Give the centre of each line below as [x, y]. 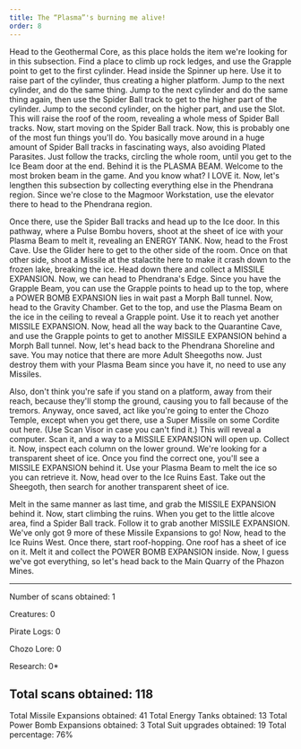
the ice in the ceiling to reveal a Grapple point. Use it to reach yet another [144, 317]
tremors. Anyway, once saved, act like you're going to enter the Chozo [139, 410]
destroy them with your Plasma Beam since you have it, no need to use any [148, 364]
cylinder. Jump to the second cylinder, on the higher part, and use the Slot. [147, 109]
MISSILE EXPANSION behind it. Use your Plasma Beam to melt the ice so [143, 467]
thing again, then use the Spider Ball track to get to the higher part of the [143, 99]
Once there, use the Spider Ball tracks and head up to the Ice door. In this [145, 222]
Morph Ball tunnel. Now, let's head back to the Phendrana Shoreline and [142, 345]
